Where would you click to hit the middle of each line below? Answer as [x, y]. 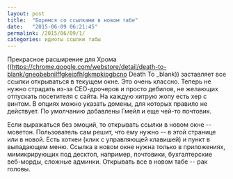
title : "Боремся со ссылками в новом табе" [73, 20]
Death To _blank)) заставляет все [177, 75]
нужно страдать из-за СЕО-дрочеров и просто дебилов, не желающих [113, 89]
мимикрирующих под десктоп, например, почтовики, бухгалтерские [110, 155]
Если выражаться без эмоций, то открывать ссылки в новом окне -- [110, 125]
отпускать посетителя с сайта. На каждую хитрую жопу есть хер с [107, 96]
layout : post [26, 14]
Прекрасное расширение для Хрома [62, 59]
